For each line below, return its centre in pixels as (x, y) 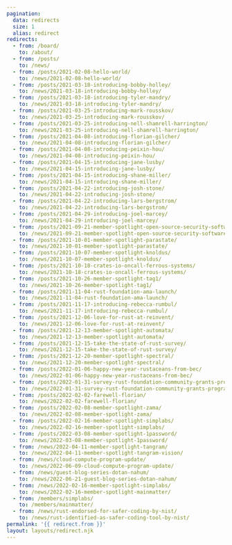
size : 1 (24, 26)
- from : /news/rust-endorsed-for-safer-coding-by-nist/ (95, 512)
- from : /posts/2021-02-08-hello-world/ (72, 72)
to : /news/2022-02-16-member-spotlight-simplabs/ (92, 427)
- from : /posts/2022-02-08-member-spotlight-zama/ (87, 408)
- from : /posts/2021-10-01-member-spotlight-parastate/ (95, 240)
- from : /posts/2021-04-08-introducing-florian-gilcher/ (97, 136)
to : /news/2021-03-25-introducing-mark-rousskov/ (92, 117)
